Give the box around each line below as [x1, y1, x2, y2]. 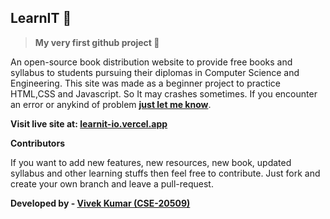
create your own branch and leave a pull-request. [10, 177, 214, 190]
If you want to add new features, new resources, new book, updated [10, 156, 292, 168]
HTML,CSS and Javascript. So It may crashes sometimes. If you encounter [10, 87, 318, 100]
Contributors [10, 137, 66, 149]
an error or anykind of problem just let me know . [10, 98, 212, 110]
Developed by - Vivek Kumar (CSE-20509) [10, 197, 191, 209]
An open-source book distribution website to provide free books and [10, 56, 293, 68]
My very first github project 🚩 [34, 36, 160, 48]
